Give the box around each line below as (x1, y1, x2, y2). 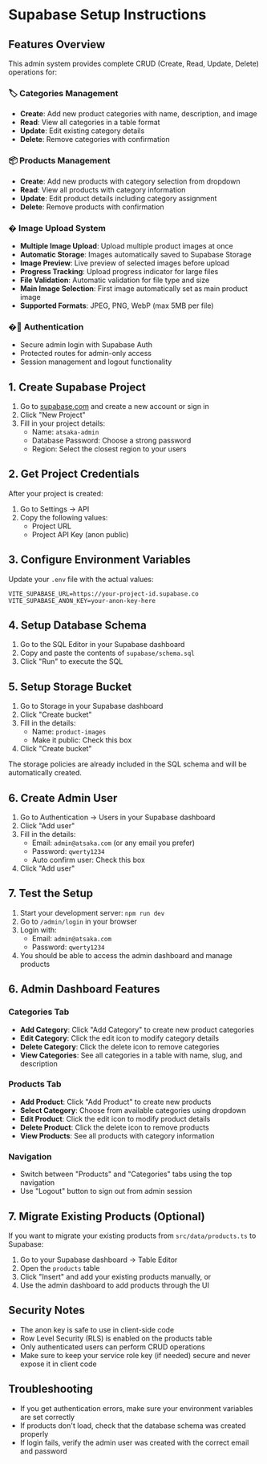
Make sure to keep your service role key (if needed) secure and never (19, 1350, 251, 1360)
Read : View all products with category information (19, 184, 186, 194)
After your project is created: (8, 488, 103, 498)
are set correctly (19, 1412, 75, 1422)
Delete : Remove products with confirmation (19, 202, 164, 212)
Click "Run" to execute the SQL (19, 657, 123, 666)
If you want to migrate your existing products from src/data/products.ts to (8, 1231, 257, 1240)
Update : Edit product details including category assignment (19, 193, 217, 203)
